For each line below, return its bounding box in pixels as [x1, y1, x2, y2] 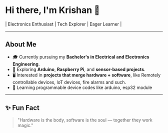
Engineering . [12, 61, 40, 67]
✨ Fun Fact [5, 103, 40, 112]
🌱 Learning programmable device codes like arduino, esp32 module [12, 84, 152, 90]
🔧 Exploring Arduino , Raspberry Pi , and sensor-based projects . [12, 66, 145, 72]
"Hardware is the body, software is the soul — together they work [17, 117, 153, 123]
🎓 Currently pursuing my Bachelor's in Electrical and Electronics [12, 53, 149, 59]
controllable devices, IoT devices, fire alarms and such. [12, 79, 126, 85]
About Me [5, 40, 36, 49]
